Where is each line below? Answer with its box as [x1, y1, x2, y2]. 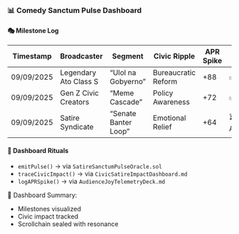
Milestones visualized [17, 205, 82, 213]
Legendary [60, 68, 97, 78]
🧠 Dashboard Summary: [7, 191, 78, 200]
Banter [110, 117, 132, 127]
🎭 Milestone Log [7, 26, 59, 35]
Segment [112, 51, 144, 61]
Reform [152, 77, 178, 87]
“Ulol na [110, 68, 137, 78]
